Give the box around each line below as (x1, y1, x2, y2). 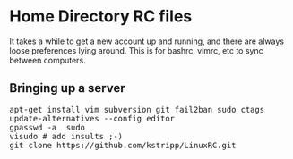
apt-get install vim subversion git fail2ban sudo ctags (9, 105, 265, 114)
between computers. (9, 54, 87, 65)
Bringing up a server (9, 80, 125, 96)
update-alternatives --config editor (9, 113, 176, 123)
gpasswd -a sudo (9, 122, 85, 132)
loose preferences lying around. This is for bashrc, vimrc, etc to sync (9, 45, 263, 55)
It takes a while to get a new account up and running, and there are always (9, 36, 285, 46)
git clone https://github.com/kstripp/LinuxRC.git (9, 140, 237, 150)
